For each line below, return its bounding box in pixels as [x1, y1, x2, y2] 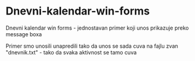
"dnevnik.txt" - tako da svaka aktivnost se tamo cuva [5, 48, 137, 56]
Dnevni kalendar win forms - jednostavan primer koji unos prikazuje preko [5, 24, 189, 31]
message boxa [5, 30, 42, 37]
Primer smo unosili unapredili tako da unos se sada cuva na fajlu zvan [5, 42, 179, 50]
